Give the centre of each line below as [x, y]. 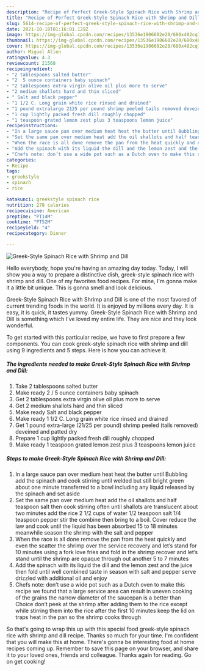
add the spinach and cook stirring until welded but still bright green [99, 480]
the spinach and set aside [48, 494]
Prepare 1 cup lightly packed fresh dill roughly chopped [85, 438]
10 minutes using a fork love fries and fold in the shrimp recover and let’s [106, 552]
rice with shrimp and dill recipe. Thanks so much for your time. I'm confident [102, 635]
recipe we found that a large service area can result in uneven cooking [104, 591]
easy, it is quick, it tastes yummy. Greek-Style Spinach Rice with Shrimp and [102, 312]
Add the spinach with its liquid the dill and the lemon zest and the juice [104, 565]
